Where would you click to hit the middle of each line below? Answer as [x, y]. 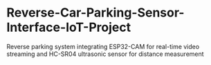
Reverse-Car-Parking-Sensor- [95, 13]
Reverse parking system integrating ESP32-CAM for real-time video [103, 46]
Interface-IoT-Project [69, 27]
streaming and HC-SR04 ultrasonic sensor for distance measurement [105, 54]
